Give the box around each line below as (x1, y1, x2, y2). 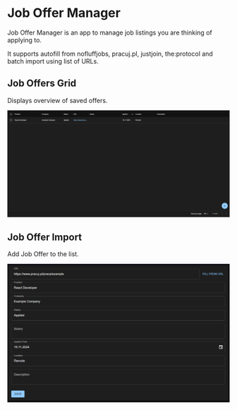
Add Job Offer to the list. (7, 250, 79, 258)
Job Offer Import (7, 231, 83, 243)
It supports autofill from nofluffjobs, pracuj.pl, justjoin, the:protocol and (7, 49, 213, 58)
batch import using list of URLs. (7, 56, 99, 65)
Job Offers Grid (7, 78, 77, 90)
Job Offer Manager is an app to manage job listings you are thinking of (7, 28, 213, 37)
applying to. (7, 35, 42, 44)
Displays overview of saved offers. (7, 96, 108, 104)
